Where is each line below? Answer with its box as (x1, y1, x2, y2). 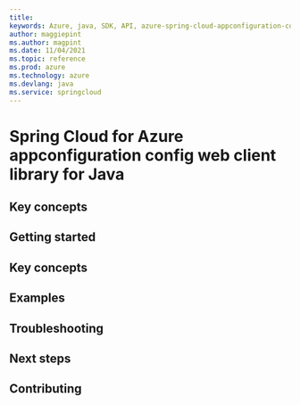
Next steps (9, 351, 71, 367)
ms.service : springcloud (9, 87, 102, 96)
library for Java (9, 164, 125, 184)
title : (9, 12, 34, 22)
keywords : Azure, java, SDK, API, (9, 21, 138, 30)
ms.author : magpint (9, 37, 82, 47)
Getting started (9, 229, 96, 245)
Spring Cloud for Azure (9, 126, 184, 146)
